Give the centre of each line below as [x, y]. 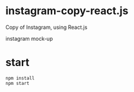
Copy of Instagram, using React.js [46, 27]
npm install [20, 78]
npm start [18, 83]
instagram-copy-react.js [67, 11]
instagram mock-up [29, 38]
